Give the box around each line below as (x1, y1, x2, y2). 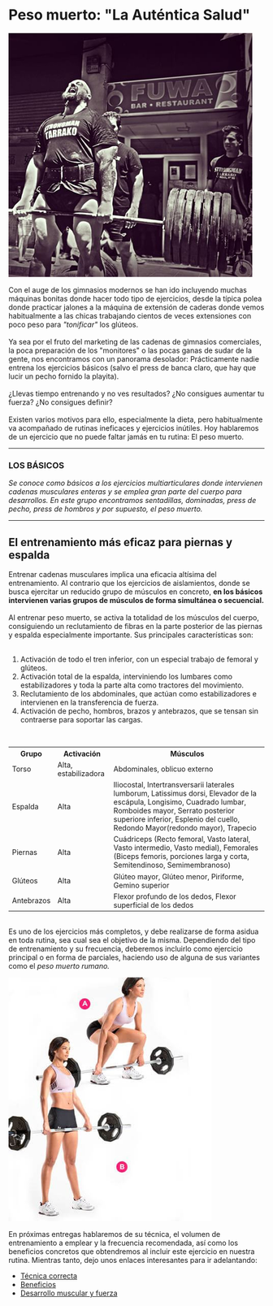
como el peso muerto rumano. (8, 961, 110, 971)
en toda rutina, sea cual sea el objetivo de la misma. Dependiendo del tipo (8, 935, 256, 945)
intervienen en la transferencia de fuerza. (19, 697, 159, 708)
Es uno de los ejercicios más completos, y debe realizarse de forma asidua (8, 926, 259, 936)
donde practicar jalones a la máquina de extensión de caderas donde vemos (8, 302, 265, 312)
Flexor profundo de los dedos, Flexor (113, 892, 237, 901)
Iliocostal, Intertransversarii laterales (113, 780, 235, 790)
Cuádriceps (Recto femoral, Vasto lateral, (113, 835, 251, 844)
